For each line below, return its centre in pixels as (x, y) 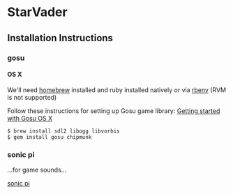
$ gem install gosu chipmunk (50, 137)
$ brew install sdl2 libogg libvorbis (63, 131)
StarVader (37, 12)
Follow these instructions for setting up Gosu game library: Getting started (114, 111)
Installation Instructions (60, 38)
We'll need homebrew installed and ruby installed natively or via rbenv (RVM (117, 90)
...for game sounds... (37, 170)
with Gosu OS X (30, 118)
